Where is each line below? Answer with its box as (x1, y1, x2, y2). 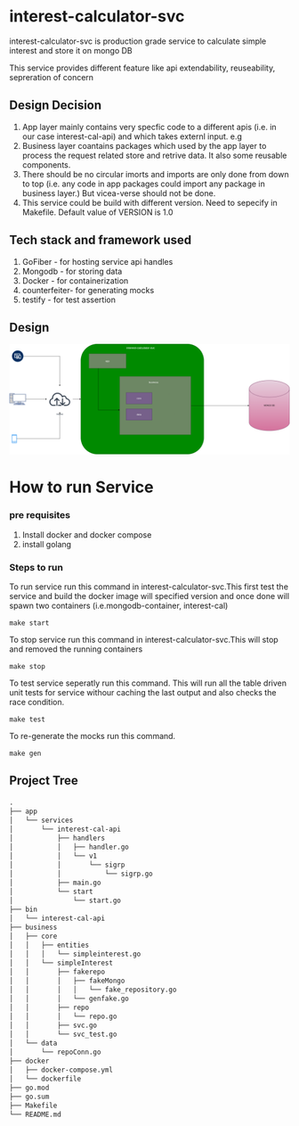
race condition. (9, 697, 65, 708)
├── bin (9, 905, 38, 914)
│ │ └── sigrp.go (9, 869, 153, 878)
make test (9, 715, 46, 724)
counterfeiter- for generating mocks (21, 284, 155, 295)
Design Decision (9, 98, 102, 113)
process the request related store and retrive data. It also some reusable (21, 150, 287, 160)
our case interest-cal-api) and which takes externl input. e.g (21, 131, 243, 142)
